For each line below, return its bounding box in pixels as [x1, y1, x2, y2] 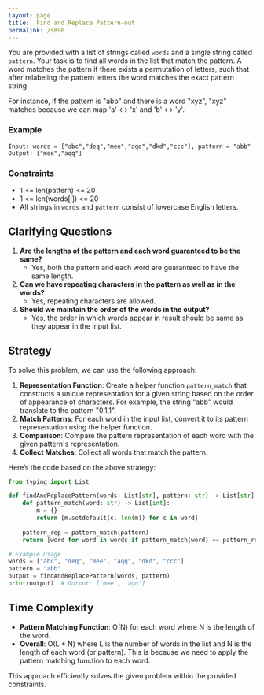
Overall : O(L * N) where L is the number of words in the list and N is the [19, 639, 252, 649]
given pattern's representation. [19, 439, 120, 448]
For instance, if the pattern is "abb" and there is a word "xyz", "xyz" [8, 96, 227, 106]
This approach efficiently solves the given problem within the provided [8, 671, 236, 680]
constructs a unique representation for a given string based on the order [19, 388, 254, 398]
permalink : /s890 [8, 26, 65, 34]
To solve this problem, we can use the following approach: [8, 365, 197, 374]
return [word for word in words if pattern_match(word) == [22, 536, 220, 544]
